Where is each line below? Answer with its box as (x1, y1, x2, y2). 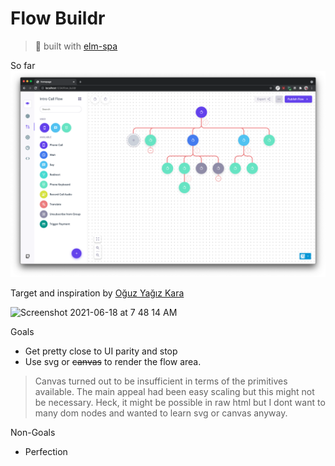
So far (10, 59, 36, 71)
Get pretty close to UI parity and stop (24, 345, 178, 357)
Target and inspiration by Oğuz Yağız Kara (10, 287, 185, 299)
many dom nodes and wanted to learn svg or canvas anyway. (34, 407, 288, 419)
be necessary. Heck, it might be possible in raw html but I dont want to (34, 396, 326, 408)
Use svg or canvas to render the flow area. (24, 355, 202, 367)
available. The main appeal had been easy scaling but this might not (34, 385, 315, 397)
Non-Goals (10, 426, 56, 438)
